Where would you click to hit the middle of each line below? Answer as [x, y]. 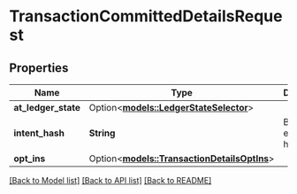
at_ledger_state [47, 108]
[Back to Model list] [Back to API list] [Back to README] [110, 180]
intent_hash [39, 133]
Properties [39, 68]
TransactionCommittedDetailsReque [146, 16]
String [102, 133]
